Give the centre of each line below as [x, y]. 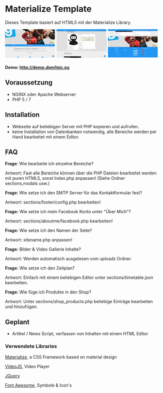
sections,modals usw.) [27, 184]
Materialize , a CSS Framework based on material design [61, 357]
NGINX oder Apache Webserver [44, 94]
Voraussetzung [29, 83]
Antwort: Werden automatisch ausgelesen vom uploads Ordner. [68, 259]
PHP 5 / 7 [22, 99]
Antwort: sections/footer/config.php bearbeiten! [53, 202]
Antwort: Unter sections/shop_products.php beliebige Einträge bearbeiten [79, 302]
